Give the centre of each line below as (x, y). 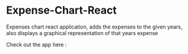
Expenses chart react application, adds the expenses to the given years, (94, 27)
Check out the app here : (36, 45)
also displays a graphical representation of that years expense (82, 33)
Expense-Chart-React (61, 10)
